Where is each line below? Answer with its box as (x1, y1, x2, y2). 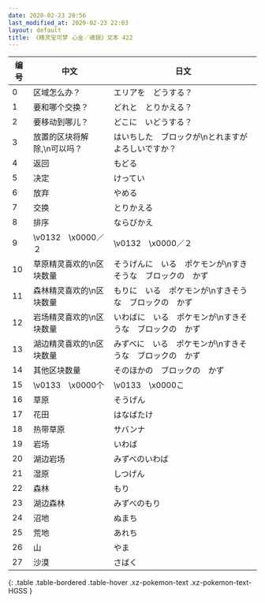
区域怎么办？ (32, 87, 81, 99)
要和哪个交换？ (32, 102, 89, 113)
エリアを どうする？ (113, 87, 193, 99)
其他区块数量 (32, 365, 81, 376)
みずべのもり (113, 498, 161, 509)
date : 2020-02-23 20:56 (8, 11, 87, 20)
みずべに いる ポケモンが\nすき (113, 338, 240, 349)
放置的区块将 (32, 132, 81, 143)
